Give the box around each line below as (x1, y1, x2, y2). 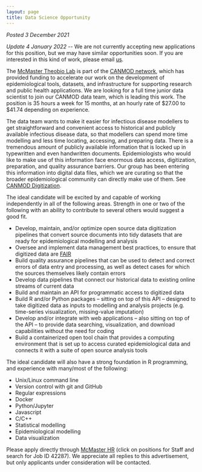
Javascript (15, 409, 42, 416)
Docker (15, 395, 34, 402)
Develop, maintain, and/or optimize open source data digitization (15, 224, 177, 231)
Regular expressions (15, 389, 67, 396)
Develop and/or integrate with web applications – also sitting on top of (15, 314, 190, 322)
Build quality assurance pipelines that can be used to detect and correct (15, 256, 195, 263)
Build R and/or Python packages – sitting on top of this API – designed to (15, 295, 196, 302)
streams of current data (15, 282, 74, 289)
